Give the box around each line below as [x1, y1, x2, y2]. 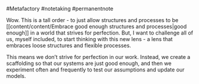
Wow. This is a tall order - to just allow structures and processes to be [6, 17, 179, 23]
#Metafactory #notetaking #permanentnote [6, 5, 114, 12]
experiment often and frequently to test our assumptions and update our [6, 66, 185, 73]
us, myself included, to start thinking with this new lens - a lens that [6, 36, 173, 42]
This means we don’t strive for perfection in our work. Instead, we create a [6, 54, 191, 60]
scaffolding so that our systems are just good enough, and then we [6, 60, 172, 67]
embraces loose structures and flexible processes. [6, 42, 131, 49]
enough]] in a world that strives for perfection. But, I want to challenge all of [6, 29, 194, 36]
